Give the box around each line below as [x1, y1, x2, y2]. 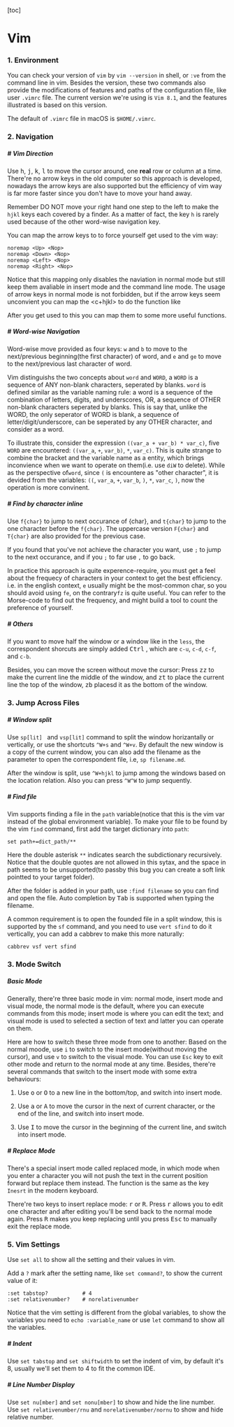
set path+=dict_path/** [7, 839, 77, 846]
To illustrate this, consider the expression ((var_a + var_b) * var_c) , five [7, 439, 220, 447]
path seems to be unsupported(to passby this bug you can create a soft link [7, 865, 226, 874]
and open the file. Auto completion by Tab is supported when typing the [7, 894, 214, 902]
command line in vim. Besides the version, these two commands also [7, 78, 206, 87]
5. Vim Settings [7, 1240, 61, 1249]
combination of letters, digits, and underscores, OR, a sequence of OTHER [7, 395, 221, 404]
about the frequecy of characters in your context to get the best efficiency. [7, 574, 222, 583]
